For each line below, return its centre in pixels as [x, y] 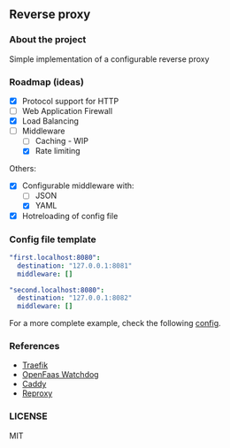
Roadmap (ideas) [46, 81]
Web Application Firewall [67, 111]
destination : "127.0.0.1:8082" [75, 298]
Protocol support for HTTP [70, 101]
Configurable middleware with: [78, 186]
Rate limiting [58, 151]
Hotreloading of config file [70, 216]
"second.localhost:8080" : [57, 290]
